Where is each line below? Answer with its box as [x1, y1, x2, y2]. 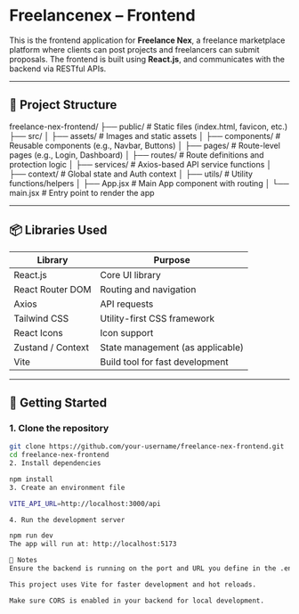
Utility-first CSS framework [100, 312, 215, 324]
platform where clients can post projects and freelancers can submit [9, 44, 260, 54]
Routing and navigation [100, 282, 197, 295]
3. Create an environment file [9, 483, 125, 492]
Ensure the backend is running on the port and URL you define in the [9, 564, 277, 573]
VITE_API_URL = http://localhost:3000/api [9, 499, 162, 508]
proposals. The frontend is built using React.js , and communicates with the [9, 53, 285, 64]
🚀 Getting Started [9, 395, 108, 410]
